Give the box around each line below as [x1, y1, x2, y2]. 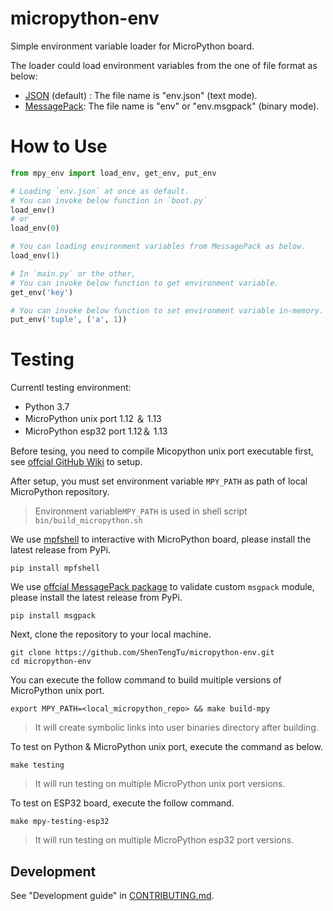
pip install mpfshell [10, 563, 101, 574]
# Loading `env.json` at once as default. [10, 186, 190, 196]
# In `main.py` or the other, [10, 268, 137, 279]
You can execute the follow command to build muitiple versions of [10, 674, 282, 686]
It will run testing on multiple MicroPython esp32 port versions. [34, 834, 295, 846]
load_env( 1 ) [10, 251, 60, 261]
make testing [10, 760, 65, 771]
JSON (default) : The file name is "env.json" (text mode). [24, 89, 258, 101]
